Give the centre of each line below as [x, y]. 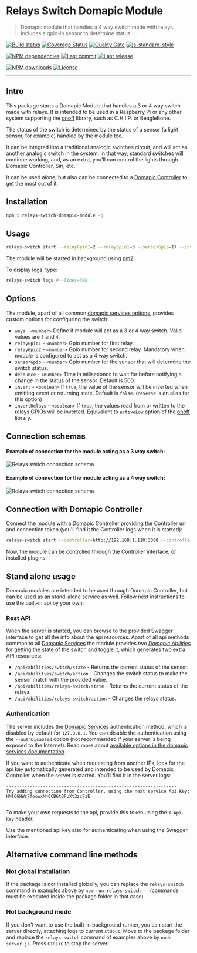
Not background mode [39, 912]
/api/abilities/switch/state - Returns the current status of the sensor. [101, 667]
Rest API [18, 618]
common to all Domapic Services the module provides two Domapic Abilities [98, 644]
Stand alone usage [41, 576]
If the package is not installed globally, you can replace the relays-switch [95, 884]
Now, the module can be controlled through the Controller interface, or [91, 552]
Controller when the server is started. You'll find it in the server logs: [89, 775]
